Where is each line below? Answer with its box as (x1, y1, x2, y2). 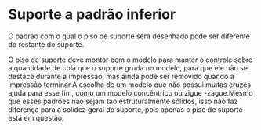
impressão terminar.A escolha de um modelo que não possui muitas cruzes (8, 80, 252, 89)
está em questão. (8, 113, 64, 122)
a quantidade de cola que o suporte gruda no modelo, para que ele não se (8, 63, 248, 72)
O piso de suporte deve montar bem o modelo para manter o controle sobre (8, 55, 253, 64)
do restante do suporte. (8, 39, 85, 49)
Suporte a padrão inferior (8, 5, 176, 23)
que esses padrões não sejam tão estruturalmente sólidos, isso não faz (8, 96, 238, 106)
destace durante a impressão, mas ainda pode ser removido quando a (8, 71, 235, 81)
